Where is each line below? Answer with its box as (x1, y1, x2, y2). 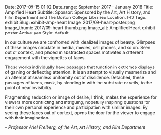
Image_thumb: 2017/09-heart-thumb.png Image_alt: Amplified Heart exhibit (5, 25, 155, 31)
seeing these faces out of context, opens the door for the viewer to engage (5, 110, 155, 116)
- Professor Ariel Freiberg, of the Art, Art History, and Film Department (5, 124, 145, 130)
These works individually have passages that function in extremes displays (5, 64, 155, 70)
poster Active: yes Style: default (5, 30, 69, 35)
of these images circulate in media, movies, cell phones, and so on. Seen (5, 45, 151, 50)
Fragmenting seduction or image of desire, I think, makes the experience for (5, 94, 157, 100)
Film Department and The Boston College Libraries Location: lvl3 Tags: (5, 15, 146, 20)
